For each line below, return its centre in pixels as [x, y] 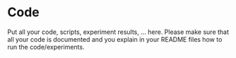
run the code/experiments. [46, 47]
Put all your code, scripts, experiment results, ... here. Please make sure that [118, 32]
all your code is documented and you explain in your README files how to [115, 39]
